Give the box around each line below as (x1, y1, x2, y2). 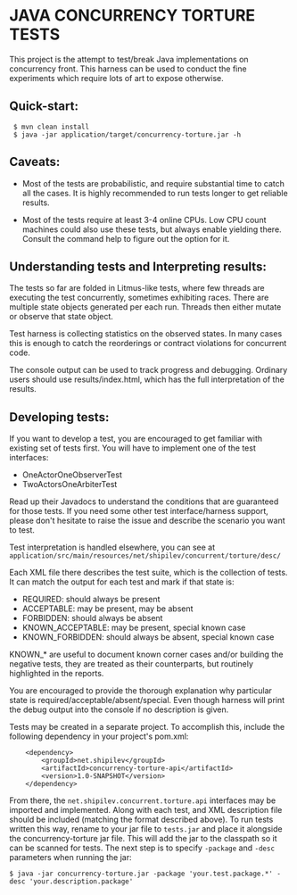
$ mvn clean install (12, 122, 90, 131)
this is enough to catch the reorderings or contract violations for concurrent (9, 338, 287, 349)
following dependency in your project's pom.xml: (9, 731, 189, 742)
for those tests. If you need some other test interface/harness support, (9, 506, 269, 517)
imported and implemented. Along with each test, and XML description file (9, 805, 283, 816)
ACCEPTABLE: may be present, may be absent (21, 603, 194, 614)
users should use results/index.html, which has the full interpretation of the (9, 374, 285, 385)
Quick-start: (9, 99, 78, 114)
